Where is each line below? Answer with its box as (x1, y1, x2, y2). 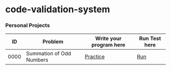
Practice (84, 53, 105, 60)
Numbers (26, 56, 48, 63)
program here (91, 41, 126, 49)
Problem (42, 38, 64, 45)
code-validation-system (5, 4, 110, 15)
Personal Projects (5, 22, 50, 29)
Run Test (139, 35, 161, 42)
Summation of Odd (26, 50, 71, 57)
